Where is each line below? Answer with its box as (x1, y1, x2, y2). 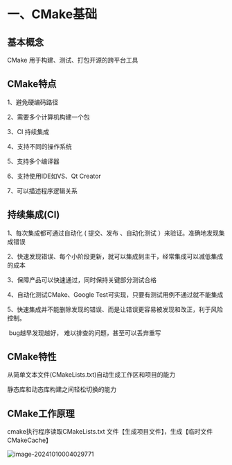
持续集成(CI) (7, 209, 60, 221)
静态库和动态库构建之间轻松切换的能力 (7, 385, 116, 393)
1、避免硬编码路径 (7, 98, 59, 106)
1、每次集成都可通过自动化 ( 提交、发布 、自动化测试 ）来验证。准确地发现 (7, 229, 220, 237)
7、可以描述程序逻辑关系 (7, 186, 78, 195)
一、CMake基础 (7, 6, 98, 22)
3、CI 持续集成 (7, 127, 50, 136)
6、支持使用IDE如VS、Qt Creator (7, 172, 102, 180)
